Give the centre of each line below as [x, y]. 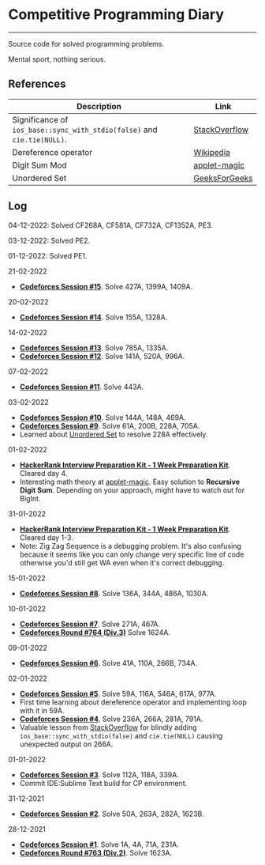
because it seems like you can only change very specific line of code [132, 554]
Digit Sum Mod [39, 165]
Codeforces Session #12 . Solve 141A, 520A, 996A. [102, 356]
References [37, 84]
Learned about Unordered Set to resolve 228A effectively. [114, 434]
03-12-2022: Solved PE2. [49, 240]
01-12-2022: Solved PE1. [48, 255]
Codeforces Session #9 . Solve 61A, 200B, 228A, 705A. [110, 425]
